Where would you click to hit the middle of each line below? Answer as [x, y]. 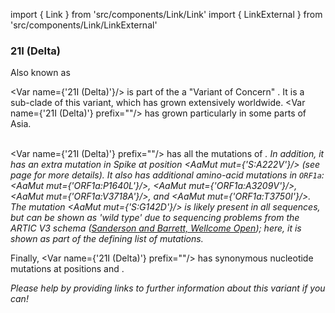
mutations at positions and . [67, 269]
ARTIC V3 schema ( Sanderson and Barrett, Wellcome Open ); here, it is [156, 228]
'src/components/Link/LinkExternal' [84, 25]
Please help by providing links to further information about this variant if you [168, 288]
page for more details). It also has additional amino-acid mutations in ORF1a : [167, 175]
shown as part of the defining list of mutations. [107, 239]
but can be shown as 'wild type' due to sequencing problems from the [155, 218]
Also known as [40, 73]
